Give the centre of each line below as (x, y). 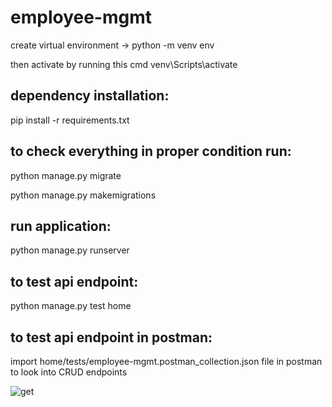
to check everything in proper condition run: (151, 151)
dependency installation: (90, 96)
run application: (61, 226)
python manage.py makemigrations (83, 195)
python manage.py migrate (66, 175)
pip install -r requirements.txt (70, 120)
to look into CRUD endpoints (69, 372)
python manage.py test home (71, 306)
